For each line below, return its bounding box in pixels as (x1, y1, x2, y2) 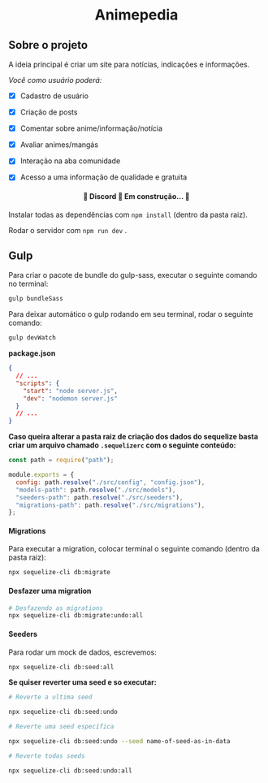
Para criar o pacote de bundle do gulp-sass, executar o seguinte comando (8, 270, 257, 280)
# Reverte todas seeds (8, 751, 85, 760)
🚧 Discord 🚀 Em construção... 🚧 (83, 191, 190, 201)
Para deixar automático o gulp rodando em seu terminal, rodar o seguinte (8, 309, 253, 319)
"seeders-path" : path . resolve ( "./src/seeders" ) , (15, 493, 184, 501)
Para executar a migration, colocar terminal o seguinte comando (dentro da (8, 544, 260, 554)
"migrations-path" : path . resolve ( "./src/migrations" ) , (15, 501, 205, 509)
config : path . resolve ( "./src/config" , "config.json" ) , (15, 478, 205, 487)
